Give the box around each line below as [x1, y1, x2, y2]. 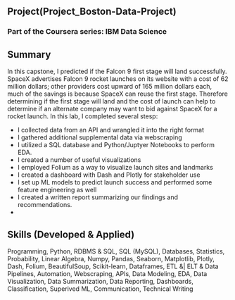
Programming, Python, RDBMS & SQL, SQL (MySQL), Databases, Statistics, [7, 246, 225, 256]
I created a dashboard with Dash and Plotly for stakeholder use [17, 170, 201, 179]
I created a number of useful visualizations [17, 156, 141, 164]
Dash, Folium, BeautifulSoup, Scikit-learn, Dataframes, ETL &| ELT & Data [7, 262, 219, 270]
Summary [7, 49, 51, 61]
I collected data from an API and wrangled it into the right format [17, 126, 205, 135]
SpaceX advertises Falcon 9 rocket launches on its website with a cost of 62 [7, 75, 229, 83]
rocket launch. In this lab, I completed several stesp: [7, 112, 158, 120]
